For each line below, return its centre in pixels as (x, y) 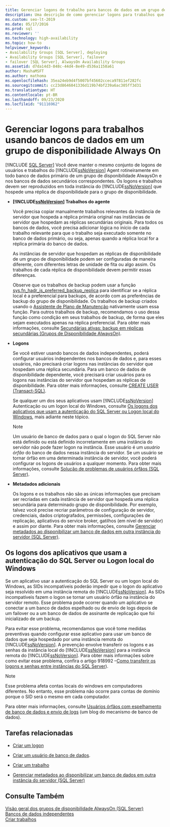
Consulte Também (35, 796)
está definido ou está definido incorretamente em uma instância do (82, 442)
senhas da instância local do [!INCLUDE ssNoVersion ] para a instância (78, 650)
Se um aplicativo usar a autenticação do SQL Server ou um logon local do (82, 581)
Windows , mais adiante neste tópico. (51, 417)
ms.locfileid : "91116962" (32, 104)
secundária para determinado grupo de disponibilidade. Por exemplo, (85, 505)
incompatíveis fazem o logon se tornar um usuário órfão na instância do (80, 597)
